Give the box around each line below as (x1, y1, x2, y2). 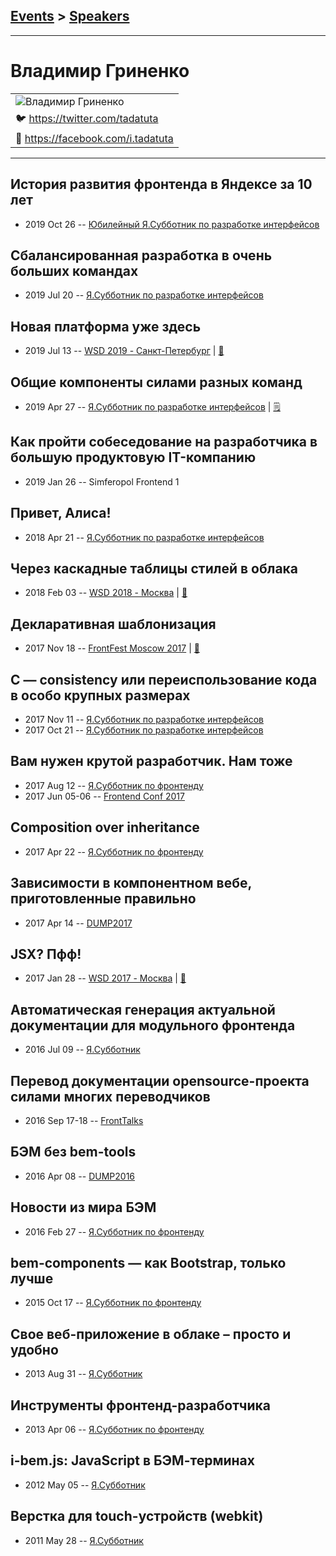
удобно (10, 1341, 59, 1358)
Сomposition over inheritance (10, 819, 200, 836)
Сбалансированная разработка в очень (10, 247, 273, 264)
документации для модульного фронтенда (10, 1017, 296, 1034)
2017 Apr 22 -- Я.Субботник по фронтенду (24, 845, 204, 858)
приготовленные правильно (10, 890, 197, 908)
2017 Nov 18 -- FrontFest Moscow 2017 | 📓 (24, 642, 200, 654)
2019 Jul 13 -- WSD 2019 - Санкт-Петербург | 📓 (24, 345, 225, 357)
